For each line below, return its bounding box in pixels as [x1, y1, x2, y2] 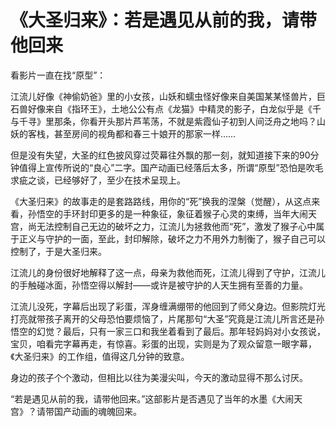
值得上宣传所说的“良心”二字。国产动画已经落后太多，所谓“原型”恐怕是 [18, 161, 307, 173]
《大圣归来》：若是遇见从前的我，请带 [10, 9, 318, 32]
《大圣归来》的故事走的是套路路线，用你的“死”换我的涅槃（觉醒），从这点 [10, 195, 312, 207]
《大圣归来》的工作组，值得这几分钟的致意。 [10, 350, 190, 362]
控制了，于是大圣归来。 [10, 245, 107, 257]
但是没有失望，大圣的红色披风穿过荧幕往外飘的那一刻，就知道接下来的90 [10, 149, 311, 161]
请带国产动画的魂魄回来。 [36, 405, 142, 417]
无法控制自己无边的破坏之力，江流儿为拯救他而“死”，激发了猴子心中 [36, 220, 317, 232]
